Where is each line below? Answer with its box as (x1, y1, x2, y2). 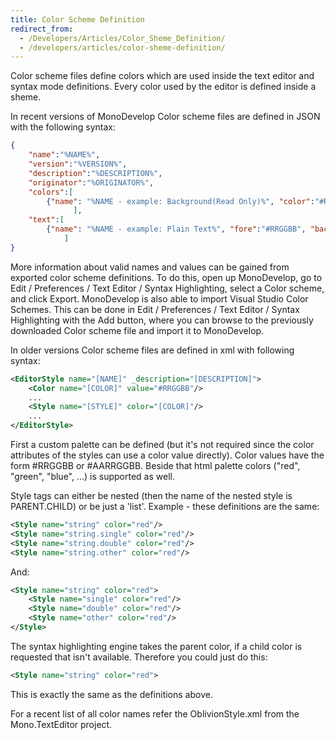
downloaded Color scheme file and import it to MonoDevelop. (10, 324, 265, 336)
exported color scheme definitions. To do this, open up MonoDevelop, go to (10, 271, 323, 283)
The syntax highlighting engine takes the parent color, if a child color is (10, 640, 303, 652)
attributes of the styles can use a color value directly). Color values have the (10, 449, 325, 461)
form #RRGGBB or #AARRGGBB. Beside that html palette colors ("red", (10, 460, 301, 471)
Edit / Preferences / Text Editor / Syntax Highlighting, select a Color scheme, (10, 282, 325, 294)
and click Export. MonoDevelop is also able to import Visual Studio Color (10, 292, 309, 305)
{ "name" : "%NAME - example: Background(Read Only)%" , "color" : (46, 196, 315, 206)
